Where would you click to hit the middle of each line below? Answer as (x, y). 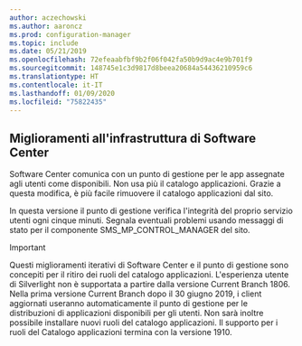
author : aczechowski (48, 18)
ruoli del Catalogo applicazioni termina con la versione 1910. (121, 332)
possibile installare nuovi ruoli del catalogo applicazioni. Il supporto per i (144, 323)
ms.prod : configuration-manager (70, 34)
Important (28, 248)
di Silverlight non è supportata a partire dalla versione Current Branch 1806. (150, 285)
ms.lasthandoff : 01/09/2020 (62, 93)
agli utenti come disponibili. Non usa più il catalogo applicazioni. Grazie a (145, 184)
